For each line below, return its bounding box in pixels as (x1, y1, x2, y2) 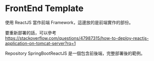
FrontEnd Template (5, 3, 84, 14)
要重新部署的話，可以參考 (5, 30, 57, 35)
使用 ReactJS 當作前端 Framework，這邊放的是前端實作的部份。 (5, 19, 134, 25)
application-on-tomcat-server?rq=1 (5, 40, 76, 46)
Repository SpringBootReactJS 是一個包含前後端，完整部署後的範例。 (5, 50, 145, 56)
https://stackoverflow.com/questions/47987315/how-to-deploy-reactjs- (5, 35, 149, 41)
